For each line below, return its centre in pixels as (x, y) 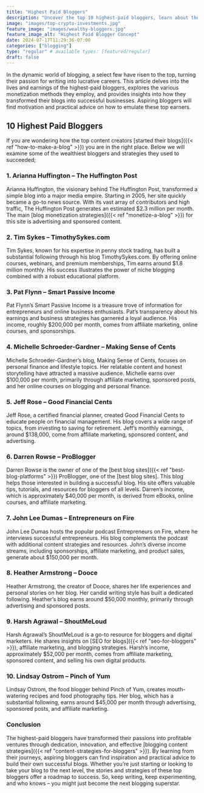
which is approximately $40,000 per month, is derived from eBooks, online (100, 496)
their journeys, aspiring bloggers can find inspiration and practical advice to (101, 757)
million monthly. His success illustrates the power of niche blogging (90, 270)
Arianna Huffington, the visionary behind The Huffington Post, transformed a (102, 189)
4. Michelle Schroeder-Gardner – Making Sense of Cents (91, 347)
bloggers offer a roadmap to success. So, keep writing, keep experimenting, (101, 777)
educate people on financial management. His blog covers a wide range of (100, 421)
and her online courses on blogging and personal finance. (79, 386)
